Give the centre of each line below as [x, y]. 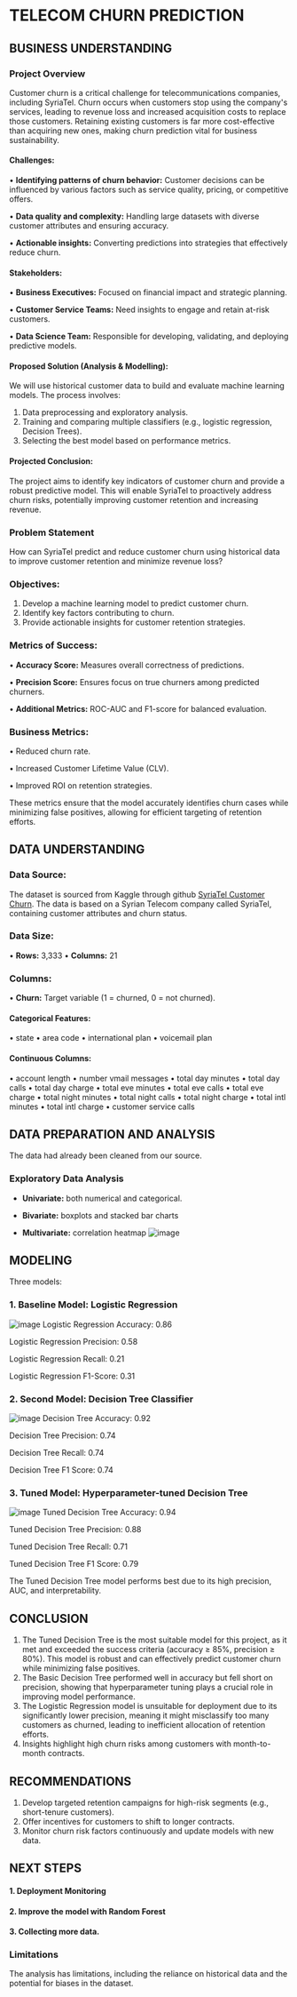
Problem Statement [52, 532]
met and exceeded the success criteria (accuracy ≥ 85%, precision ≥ [148, 1650]
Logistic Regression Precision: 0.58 [74, 1341]
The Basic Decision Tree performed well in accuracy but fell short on [147, 1678]
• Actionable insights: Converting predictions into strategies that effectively [148, 243]
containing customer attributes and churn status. [98, 913]
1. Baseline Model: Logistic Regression [94, 1305]
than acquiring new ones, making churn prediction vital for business [133, 131]
